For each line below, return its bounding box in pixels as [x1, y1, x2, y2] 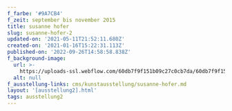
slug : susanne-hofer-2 [7, 29, 72, 37]
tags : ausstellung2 [7, 94, 64, 101]
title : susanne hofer [7, 23, 70, 30]
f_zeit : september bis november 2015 [7, 17, 116, 23]
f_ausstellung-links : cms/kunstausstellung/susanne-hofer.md [7, 81, 187, 88]
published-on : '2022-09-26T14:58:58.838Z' [7, 49, 131, 56]
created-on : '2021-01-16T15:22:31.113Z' [7, 42, 126, 49]
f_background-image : [7, 55, 67, 62]
